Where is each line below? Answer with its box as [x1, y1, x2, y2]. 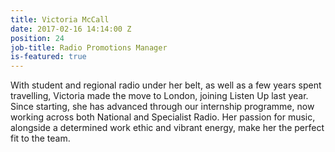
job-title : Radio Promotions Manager [10, 42, 168, 53]
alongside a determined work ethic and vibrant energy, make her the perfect [10, 122, 325, 134]
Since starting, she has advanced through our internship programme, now [10, 101, 315, 113]
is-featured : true [10, 52, 87, 62]
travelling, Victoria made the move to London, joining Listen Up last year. [10, 90, 309, 102]
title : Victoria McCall [10, 14, 110, 25]
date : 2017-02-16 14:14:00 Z [10, 24, 132, 34]
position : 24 [10, 33, 65, 43]
